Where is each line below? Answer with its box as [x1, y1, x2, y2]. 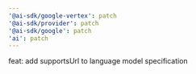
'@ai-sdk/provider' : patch [8, 19, 99, 27]
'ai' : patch [8, 34, 48, 43]
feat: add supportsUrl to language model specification [8, 56, 188, 66]
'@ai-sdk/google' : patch [8, 27, 92, 35]
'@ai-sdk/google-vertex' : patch [8, 11, 117, 20]
